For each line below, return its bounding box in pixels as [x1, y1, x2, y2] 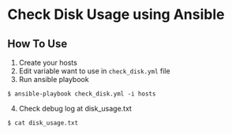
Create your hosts [18, 58, 78, 67]
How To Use [7, 37, 68, 51]
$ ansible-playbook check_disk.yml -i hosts [7, 90, 156, 98]
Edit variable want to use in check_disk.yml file [18, 66, 170, 76]
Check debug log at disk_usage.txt [18, 104, 132, 113]
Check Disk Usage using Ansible [7, 6, 225, 24]
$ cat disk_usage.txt [7, 119, 79, 127]
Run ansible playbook [18, 75, 89, 84]
